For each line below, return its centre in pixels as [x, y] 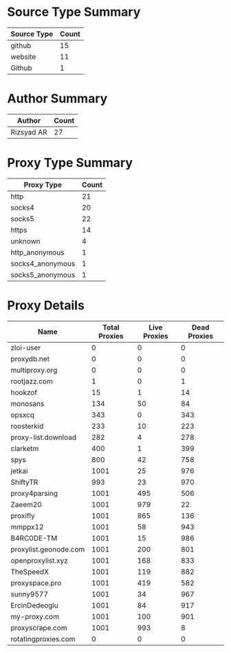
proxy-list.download [44, 437]
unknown [25, 241]
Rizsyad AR [29, 132]
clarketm [25, 448]
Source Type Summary [74, 12]
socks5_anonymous [43, 274]
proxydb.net [30, 359]
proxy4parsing [34, 493]
